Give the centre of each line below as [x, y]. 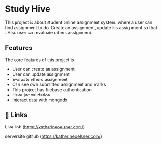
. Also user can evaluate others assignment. [49, 32]
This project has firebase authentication [52, 89]
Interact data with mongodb [40, 100]
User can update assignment [41, 74]
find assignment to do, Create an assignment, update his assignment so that [81, 27]
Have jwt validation [31, 95]
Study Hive [28, 9]
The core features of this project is [40, 60]
